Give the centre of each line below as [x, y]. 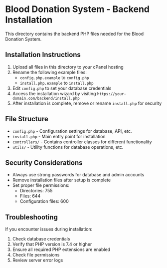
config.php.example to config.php [54, 77]
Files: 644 [30, 196]
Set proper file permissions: [41, 185]
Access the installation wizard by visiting [54, 93]
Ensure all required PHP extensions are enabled [61, 249]
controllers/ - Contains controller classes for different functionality [82, 142]
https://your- [112, 94]
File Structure [27, 119]
